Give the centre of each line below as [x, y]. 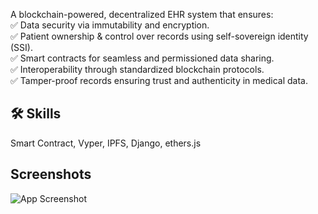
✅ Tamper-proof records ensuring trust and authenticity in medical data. [159, 80]
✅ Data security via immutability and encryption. [110, 25]
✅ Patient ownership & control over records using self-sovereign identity [159, 36]
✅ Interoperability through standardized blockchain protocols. [137, 69]
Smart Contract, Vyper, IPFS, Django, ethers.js [106, 143]
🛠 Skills [36, 114]
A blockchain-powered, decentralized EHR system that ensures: [142, 14]
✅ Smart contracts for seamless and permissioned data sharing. [142, 58]
